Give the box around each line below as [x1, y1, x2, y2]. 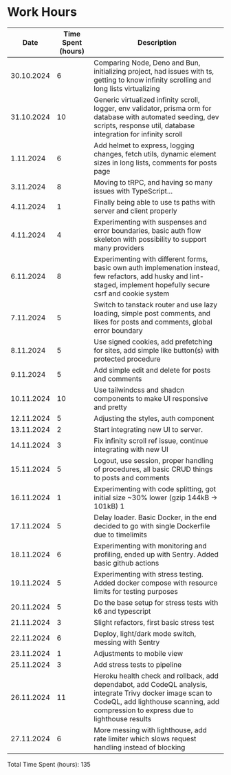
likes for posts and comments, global [93, 317, 213, 327]
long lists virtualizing [93, 83, 160, 93]
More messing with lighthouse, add [93, 725, 208, 734]
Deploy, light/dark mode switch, [93, 628, 197, 638]
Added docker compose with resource [93, 578, 218, 588]
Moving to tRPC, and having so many [93, 177, 213, 187]
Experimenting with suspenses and [93, 217, 208, 227]
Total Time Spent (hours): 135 [7, 760, 91, 768]
